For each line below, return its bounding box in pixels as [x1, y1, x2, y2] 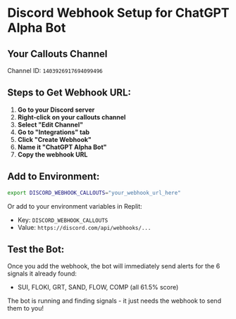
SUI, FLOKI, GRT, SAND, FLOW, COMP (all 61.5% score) [17, 283, 179, 292]
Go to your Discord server [17, 105, 95, 114]
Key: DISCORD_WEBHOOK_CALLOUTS [17, 216, 108, 224]
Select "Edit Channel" [17, 120, 83, 129]
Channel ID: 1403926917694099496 [7, 67, 104, 74]
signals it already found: [7, 269, 77, 278]
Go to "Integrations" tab [17, 128, 90, 136]
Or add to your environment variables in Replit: [7, 202, 142, 210]
